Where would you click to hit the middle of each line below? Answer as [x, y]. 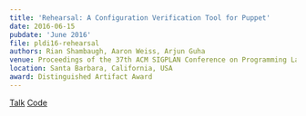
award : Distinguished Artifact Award [81, 77]
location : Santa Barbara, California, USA [91, 69]
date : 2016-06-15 [42, 26]
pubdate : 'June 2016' [51, 34]
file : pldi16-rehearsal [55, 43]
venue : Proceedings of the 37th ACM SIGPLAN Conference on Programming [148, 60]
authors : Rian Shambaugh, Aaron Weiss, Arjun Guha [107, 52]
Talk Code [29, 102]
